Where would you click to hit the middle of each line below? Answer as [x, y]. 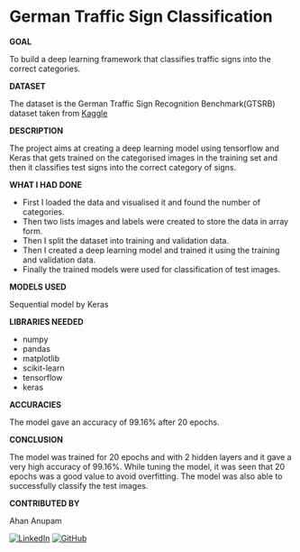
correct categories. [45, 69]
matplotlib [41, 358]
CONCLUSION [36, 439]
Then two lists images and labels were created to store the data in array [155, 221]
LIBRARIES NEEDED [46, 321]
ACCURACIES [35, 404]
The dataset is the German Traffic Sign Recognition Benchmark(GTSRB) [143, 103]
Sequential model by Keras [59, 304]
